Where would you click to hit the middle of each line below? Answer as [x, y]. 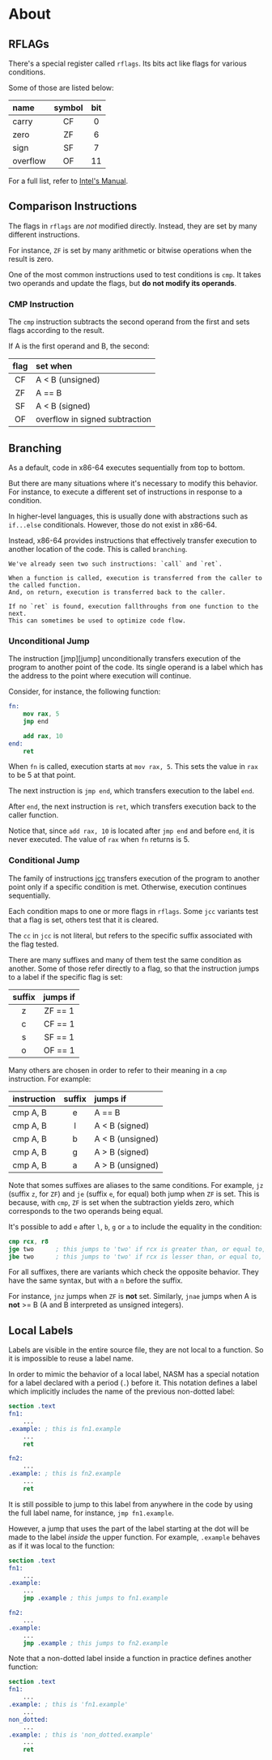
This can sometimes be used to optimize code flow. [97, 621]
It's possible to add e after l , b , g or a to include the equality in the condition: [135, 1226]
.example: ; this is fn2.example [65, 1474]
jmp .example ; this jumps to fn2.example [96, 1643]
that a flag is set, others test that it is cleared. [84, 920]
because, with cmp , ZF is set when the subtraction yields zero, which [121, 1202]
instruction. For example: [50, 1079]
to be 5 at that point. [42, 775]
